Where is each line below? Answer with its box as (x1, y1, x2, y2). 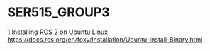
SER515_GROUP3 (7, 4, 110, 21)
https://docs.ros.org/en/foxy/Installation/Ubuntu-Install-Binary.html (7, 35, 203, 43)
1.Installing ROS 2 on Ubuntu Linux (7, 28, 109, 36)
